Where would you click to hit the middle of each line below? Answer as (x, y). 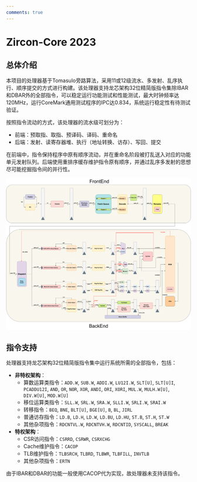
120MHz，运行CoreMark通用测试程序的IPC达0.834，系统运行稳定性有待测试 (98, 102)
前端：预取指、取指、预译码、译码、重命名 (66, 134)
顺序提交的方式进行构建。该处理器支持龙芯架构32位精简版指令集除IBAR (102, 87)
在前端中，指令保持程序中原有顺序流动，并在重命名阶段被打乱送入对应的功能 (98, 154)
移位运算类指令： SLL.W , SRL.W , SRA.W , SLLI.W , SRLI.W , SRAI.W (94, 402)
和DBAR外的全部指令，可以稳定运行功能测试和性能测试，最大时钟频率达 (93, 95)
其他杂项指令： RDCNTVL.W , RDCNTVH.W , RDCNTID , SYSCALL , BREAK (96, 425)
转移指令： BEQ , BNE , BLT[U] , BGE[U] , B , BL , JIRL (78, 410)
